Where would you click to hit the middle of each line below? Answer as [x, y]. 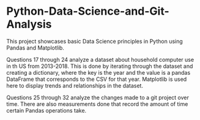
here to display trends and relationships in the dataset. [75, 85]
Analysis [29, 24]
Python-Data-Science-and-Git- [88, 11]
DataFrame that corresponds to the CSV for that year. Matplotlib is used [97, 79]
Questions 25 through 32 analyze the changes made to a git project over [98, 97]
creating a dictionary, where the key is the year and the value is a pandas [98, 72]
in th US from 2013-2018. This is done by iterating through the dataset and [100, 66]
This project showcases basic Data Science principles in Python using [95, 41]
